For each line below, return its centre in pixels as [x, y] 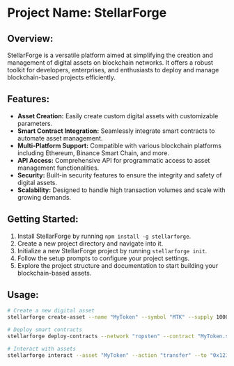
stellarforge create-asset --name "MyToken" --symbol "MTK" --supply [110, 317]
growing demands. [44, 197]
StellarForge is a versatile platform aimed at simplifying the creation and [110, 55]
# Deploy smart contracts [45, 330]
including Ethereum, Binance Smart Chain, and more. [93, 153]
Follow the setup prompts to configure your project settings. [103, 258]
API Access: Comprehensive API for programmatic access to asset [114, 160]
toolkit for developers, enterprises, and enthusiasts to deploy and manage [113, 70]
